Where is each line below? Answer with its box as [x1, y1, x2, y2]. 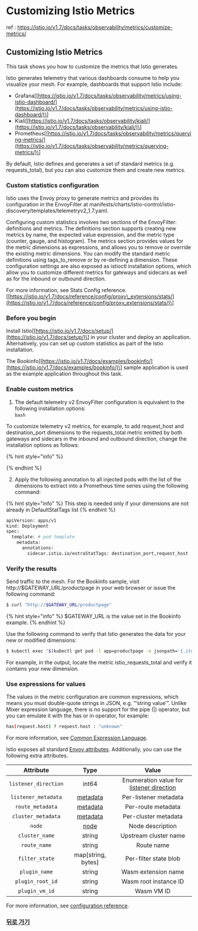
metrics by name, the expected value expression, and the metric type [6, 231, 175, 238]
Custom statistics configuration [6, 181, 99, 189]
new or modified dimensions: [6, 636, 77, 644]
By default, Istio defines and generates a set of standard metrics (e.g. [6, 160, 175, 167]
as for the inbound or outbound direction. [6, 275, 106, 282]
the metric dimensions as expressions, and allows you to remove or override [6, 244, 192, 251]
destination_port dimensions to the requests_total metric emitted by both [6, 429, 183, 436]
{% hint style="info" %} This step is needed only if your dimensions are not [6, 500, 189, 507]
